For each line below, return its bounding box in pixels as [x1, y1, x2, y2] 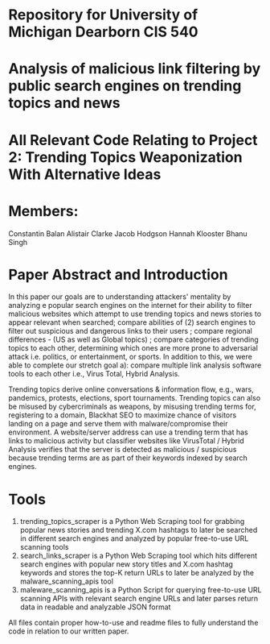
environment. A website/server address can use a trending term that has [8, 427, 248, 437]
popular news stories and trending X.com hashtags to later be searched [19, 526, 258, 535]
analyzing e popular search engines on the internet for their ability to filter [8, 301, 252, 310]
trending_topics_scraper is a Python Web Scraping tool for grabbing [19, 517, 245, 526]
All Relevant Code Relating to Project [8, 131, 259, 149]
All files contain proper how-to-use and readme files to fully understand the [8, 618, 259, 628]
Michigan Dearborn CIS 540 [8, 23, 198, 41]
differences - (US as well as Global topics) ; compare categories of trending [8, 334, 259, 344]
